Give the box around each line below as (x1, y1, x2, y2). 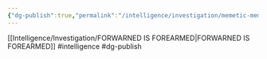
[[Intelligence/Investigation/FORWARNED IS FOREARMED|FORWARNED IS (7, 33, 250, 42)
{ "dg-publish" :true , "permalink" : (7, 11, 119, 20)
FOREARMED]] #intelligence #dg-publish (7, 41, 143, 51)
